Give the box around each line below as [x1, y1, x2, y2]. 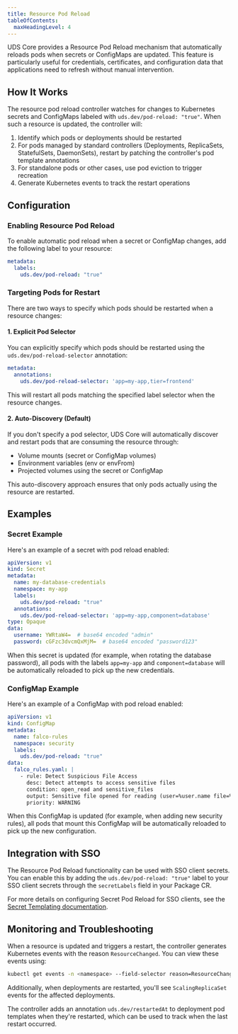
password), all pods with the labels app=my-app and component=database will [7, 658, 225, 666]
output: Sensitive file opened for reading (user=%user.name [25, 792, 211, 800]
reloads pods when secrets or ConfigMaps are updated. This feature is [7, 50, 214, 59]
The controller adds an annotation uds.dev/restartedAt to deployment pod [7, 1004, 225, 1013]
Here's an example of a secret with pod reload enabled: [7, 545, 170, 554]
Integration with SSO [7, 847, 101, 859]
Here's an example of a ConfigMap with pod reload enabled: [7, 700, 183, 708]
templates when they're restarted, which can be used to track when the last [7, 1012, 228, 1021]
